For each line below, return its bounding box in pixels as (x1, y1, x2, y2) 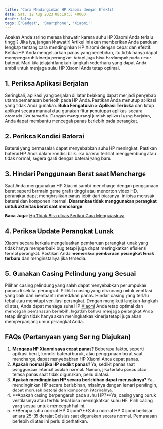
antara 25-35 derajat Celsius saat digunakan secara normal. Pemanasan (12, 413, 157, 419)
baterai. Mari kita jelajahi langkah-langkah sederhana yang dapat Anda (5, 60, 147, 66)
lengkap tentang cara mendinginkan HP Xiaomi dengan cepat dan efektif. (5, 44, 152, 50)
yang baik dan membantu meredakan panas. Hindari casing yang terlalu (5, 293, 149, 299)
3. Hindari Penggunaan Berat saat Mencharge (5, 170, 146, 178)
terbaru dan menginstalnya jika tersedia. (5, 255, 87, 261)
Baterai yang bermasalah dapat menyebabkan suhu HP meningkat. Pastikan (5, 145, 157, 151)
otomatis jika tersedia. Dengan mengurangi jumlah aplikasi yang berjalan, (5, 113, 152, 119)
